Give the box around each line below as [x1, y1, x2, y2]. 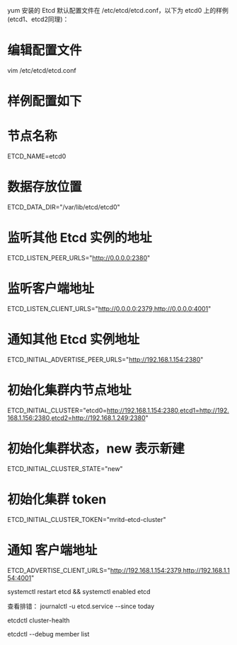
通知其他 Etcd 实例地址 [7, 332, 140, 348]
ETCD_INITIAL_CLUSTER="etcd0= [7, 406, 108, 414]
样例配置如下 [7, 93, 83, 110]
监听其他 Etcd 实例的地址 [7, 230, 152, 246]
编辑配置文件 [7, 42, 83, 59]
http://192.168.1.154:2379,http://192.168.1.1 [110, 566, 230, 574]
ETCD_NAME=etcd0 [7, 152, 67, 161]
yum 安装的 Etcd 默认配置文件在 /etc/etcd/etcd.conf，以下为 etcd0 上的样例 [7, 6, 229, 14]
